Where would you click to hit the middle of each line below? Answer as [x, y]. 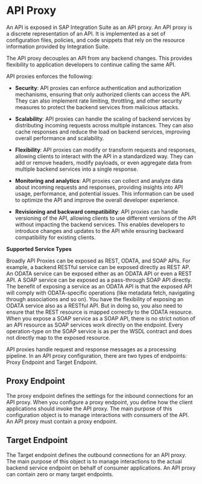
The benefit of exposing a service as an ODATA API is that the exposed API [99, 286]
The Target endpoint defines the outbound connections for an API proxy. [96, 455]
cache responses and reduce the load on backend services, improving [103, 132]
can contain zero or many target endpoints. [60, 474]
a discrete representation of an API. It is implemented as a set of [86, 33]
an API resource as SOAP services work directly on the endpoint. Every [95, 325]
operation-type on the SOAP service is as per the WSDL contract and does [99, 331]
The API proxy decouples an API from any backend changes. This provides [99, 58]
